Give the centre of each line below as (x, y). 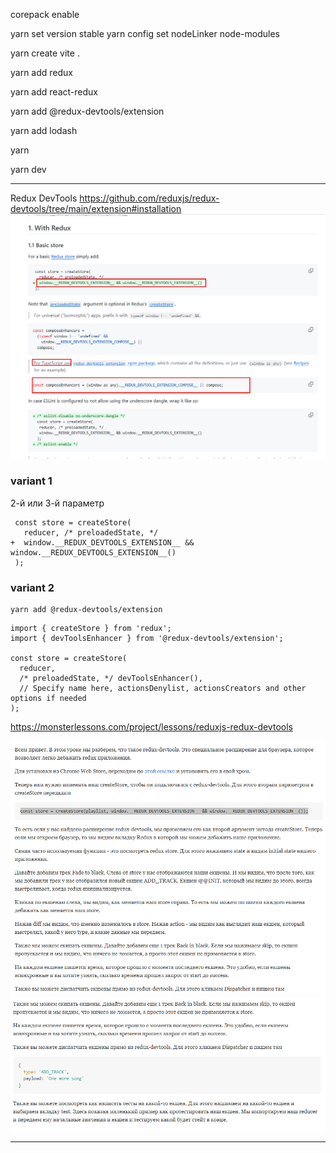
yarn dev (28, 169)
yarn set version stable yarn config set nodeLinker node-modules (145, 33)
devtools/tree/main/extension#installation (96, 208)
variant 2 (32, 587)
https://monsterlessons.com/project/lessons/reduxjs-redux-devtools (151, 726)
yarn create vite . (45, 53)
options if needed (48, 698)
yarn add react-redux (54, 92)
